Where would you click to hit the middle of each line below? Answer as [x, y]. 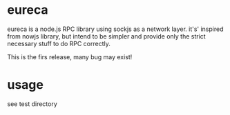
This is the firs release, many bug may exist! [70, 56]
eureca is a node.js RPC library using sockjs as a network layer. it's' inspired [115, 29]
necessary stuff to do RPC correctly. [59, 43]
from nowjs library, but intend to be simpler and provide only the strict [106, 36]
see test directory [32, 104]
